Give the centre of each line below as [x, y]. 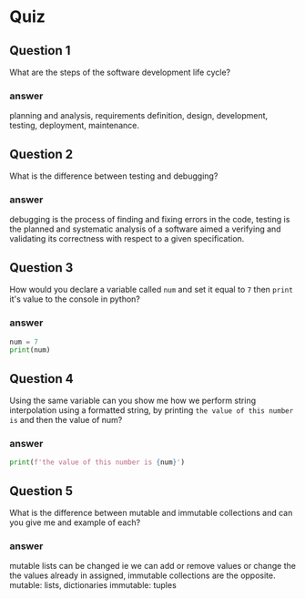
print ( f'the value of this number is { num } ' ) [97, 462]
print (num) [30, 350]
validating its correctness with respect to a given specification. [127, 239]
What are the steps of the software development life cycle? [120, 72]
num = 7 [24, 342]
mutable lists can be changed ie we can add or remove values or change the [152, 566]
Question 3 [41, 268]
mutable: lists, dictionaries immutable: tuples [93, 585]
